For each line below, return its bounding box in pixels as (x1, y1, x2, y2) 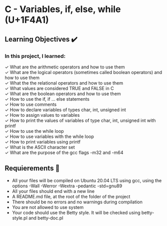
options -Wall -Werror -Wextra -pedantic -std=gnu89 (12, 183, 122, 189)
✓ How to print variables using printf (5, 138, 81, 144)
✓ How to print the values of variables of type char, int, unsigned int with (5, 117, 156, 123)
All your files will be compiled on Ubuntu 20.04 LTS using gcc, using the (12, 177, 162, 183)
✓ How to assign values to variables (5, 112, 80, 118)
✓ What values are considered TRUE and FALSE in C (5, 85, 114, 91)
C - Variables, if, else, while (5, 4, 121, 15)
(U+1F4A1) (5, 14, 49, 26)
